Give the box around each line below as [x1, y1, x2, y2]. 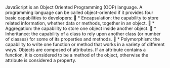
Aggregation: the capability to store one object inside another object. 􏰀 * [5, 25, 157, 31]
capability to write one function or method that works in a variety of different [5, 41, 165, 47]
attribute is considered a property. [5, 57, 76, 63]
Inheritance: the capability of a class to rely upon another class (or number [5, 31, 161, 36]
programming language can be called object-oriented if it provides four [5, 9, 153, 15]
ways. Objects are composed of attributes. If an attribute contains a [5, 47, 146, 52]
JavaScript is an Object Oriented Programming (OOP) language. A [5, 4, 143, 10]
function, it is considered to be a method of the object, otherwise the [5, 52, 148, 58]
